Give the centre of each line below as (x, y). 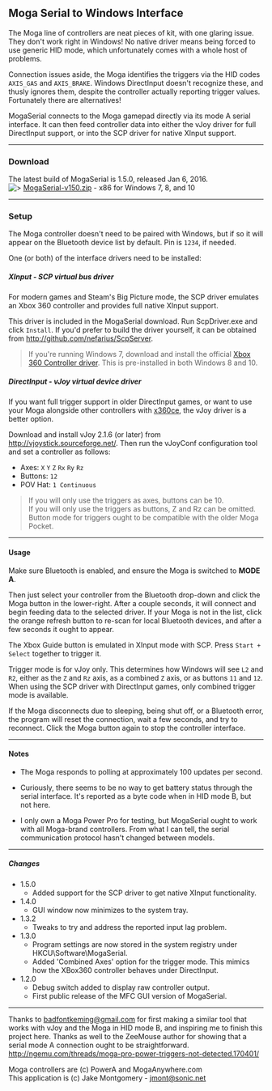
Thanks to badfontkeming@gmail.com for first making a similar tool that (127, 1019)
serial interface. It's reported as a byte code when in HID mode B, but (136, 796)
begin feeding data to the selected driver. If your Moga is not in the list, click (135, 612)
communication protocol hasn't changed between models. (117, 838)
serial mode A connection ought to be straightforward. (99, 1045)
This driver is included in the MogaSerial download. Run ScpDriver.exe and (133, 321)
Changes (24, 864)
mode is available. (38, 694)
